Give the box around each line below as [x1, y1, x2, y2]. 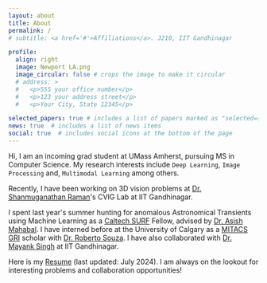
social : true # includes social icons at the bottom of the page [8, 129, 233, 138]
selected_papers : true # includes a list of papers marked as [8, 115, 219, 123]
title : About [8, 19, 52, 27]
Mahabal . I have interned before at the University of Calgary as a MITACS [8, 224, 248, 234]
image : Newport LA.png [15, 63, 91, 72]
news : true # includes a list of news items [8, 122, 161, 130]
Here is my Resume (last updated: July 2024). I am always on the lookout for [8, 257, 259, 266]
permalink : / [8, 26, 52, 34]
